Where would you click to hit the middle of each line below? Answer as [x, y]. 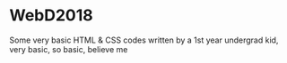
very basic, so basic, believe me [69, 49]
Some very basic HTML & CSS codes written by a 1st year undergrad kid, [144, 40]
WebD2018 [52, 16]
